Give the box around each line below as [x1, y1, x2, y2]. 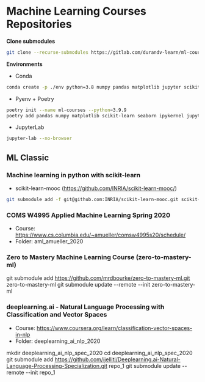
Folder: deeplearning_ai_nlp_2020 [15, 337, 101, 345]
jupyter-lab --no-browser [6, 136, 72, 142]
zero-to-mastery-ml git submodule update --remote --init [6, 281, 151, 288]
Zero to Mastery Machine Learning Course [6, 253, 135, 262]
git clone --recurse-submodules [6, 49, 88, 56]
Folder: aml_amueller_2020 [15, 238, 84, 245]
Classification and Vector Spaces [6, 310, 107, 319]
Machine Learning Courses [6, 4, 146, 18]
